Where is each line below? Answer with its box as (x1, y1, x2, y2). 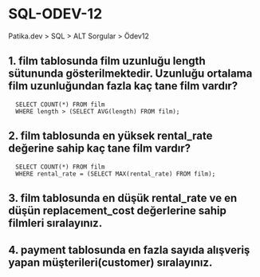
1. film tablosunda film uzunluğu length (8, 54, 206, 68)
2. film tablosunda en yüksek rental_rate (8, 129, 213, 143)
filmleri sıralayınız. (8, 216, 103, 230)
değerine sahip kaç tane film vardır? (8, 141, 191, 156)
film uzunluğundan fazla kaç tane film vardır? (8, 79, 238, 93)
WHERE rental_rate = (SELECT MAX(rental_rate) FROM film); (15, 169, 216, 178)
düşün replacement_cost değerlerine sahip (8, 204, 227, 217)
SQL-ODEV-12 (8, 5, 103, 23)
